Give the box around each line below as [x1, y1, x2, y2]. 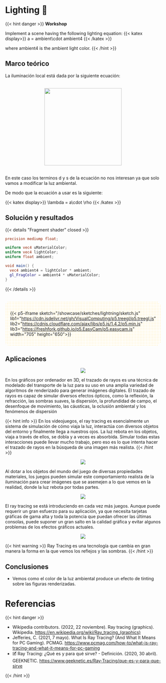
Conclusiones [5, 562, 49, 571]
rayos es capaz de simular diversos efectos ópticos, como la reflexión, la [5, 393, 154, 399]
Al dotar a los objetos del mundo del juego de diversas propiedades [5, 469, 143, 474]
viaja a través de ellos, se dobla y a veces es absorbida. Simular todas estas [5, 434, 160, 440]
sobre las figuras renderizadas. [12, 581, 76, 587]
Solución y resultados [5, 213, 74, 222]
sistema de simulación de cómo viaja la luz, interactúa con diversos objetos [5, 424, 159, 429]
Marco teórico [5, 59, 49, 68]
